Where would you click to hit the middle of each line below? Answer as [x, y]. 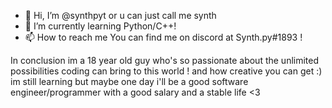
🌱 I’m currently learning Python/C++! [100, 26]
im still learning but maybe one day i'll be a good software [129, 81]
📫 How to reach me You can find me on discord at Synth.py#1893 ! [163, 37]
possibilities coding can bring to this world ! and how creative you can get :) [166, 71]
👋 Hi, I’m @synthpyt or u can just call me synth [120, 15]
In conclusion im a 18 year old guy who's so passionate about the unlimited [165, 60]
